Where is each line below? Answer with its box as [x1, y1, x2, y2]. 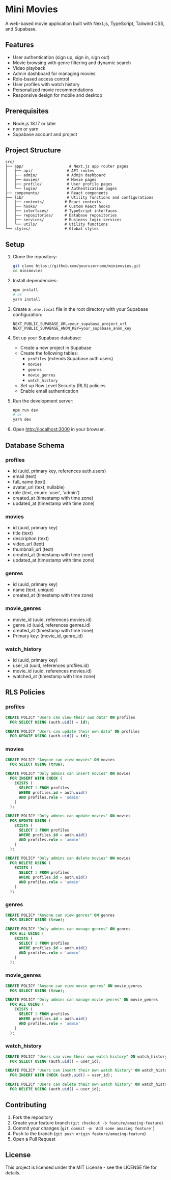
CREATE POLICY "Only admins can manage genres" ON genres [5, 926, 131, 932]
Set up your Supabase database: [12, 335, 81, 341]
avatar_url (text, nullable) [12, 484, 65, 490]
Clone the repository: [12, 254, 58, 260]
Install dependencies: [12, 277, 58, 283]
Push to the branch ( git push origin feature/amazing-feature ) [12, 1130, 146, 1137]
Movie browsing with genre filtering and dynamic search [12, 60, 131, 66]
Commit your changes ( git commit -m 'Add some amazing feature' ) [12, 1125, 155, 1131]
